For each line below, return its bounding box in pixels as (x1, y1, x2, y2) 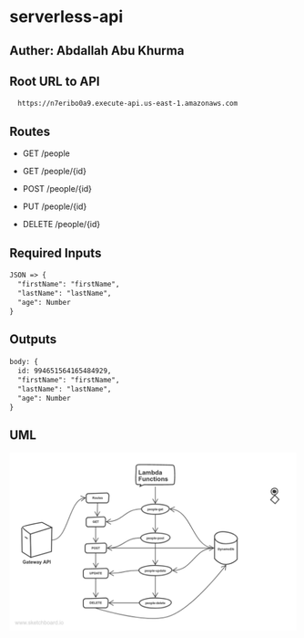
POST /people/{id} (22, 183, 93, 194)
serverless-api (9, 6, 124, 27)
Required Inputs (9, 245, 102, 261)
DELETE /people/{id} (22, 219, 101, 230)
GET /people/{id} (22, 166, 86, 177)
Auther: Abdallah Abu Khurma (9, 43, 185, 58)
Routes (9, 123, 51, 139)
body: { (9, 357, 39, 366)
